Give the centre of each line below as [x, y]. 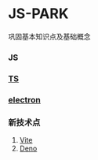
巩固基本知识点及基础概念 [49, 36]
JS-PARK [38, 14]
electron [25, 99]
